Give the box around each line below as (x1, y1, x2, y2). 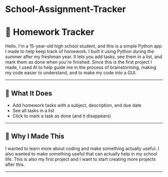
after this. (5, 161, 25, 167)
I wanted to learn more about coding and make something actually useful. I (5, 145, 159, 151)
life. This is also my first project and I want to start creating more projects (5, 156, 156, 162)
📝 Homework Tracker (5, 27, 94, 38)
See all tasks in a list (12, 107, 54, 113)
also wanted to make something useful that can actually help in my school (5, 150, 157, 156)
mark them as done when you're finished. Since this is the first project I (5, 59, 152, 65)
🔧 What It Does (5, 89, 52, 97)
